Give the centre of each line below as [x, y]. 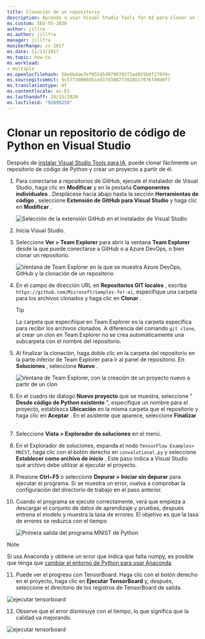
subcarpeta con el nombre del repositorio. [68, 341]
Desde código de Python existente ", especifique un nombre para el [102, 402]
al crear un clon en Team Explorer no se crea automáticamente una [100, 334]
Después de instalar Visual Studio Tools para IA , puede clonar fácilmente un [102, 163]
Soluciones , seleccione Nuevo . [57, 365]
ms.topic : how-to [29, 57]
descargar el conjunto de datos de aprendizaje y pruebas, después [100, 508]
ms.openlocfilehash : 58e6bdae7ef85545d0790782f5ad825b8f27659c [89, 74]
